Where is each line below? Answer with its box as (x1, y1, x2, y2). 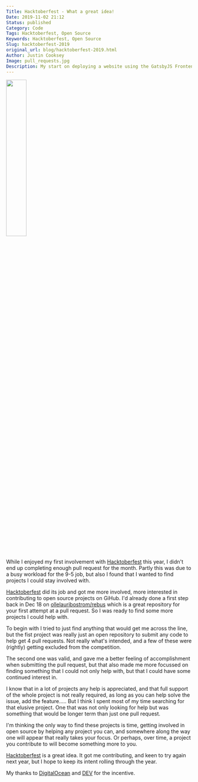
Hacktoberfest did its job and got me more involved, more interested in (6, 588, 178, 595)
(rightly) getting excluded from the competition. (6, 644, 121, 651)
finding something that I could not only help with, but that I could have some (6, 668, 191, 675)
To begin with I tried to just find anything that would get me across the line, (6, 625, 188, 632)
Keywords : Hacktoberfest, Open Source (6, 36, 101, 42)
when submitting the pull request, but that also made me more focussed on (6, 661, 189, 668)
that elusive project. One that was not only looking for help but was (6, 704, 169, 711)
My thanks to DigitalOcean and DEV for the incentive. (6, 770, 136, 777)
